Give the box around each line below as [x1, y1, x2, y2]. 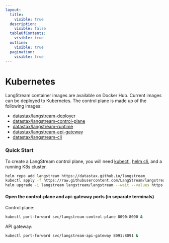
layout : [5, 7, 22, 13]
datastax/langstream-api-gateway [12, 129, 83, 135]
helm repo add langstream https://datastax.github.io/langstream [5, 173, 145, 179]
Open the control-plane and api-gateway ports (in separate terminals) [5, 193, 154, 199]
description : [10, 21, 37, 27]
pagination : [10, 49, 35, 54]
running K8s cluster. [5, 164, 47, 170]
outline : [10, 40, 28, 45]
